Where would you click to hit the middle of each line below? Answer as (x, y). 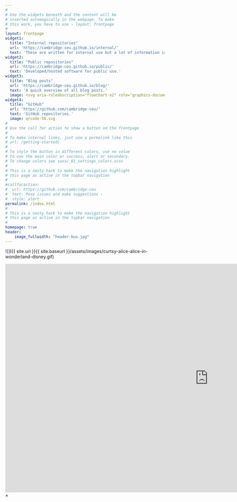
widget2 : (14, 57)
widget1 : (14, 39)
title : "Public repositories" (42, 62)
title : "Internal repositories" (44, 43)
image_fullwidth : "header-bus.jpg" (52, 237)
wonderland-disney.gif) (30, 257)
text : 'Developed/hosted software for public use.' (66, 72)
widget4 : (14, 100)
